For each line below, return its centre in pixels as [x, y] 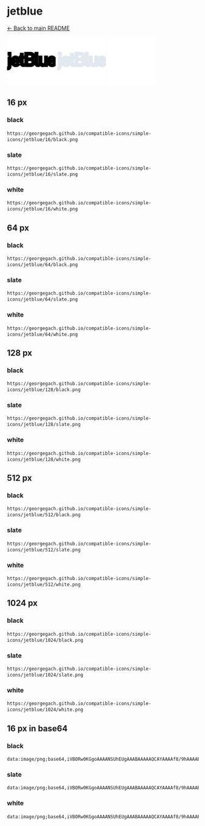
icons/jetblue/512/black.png [44, 515]
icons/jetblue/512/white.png [44, 585]
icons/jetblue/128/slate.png [44, 425]
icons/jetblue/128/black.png [44, 390]
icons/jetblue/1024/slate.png [45, 675]
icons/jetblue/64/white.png [43, 334]
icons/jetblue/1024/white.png [45, 710]
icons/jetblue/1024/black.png [45, 640]
